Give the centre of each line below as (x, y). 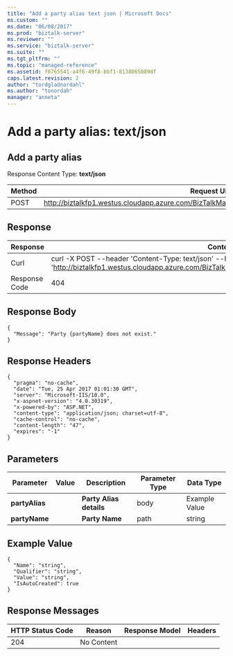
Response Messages (53, 611)
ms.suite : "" (26, 53)
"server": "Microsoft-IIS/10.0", (62, 395)
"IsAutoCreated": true (46, 584)
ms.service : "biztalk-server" (51, 46)
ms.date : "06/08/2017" (40, 26)
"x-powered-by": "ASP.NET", (54, 407)
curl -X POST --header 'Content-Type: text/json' (132, 259)
